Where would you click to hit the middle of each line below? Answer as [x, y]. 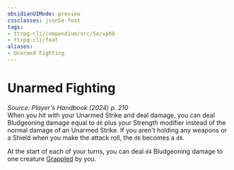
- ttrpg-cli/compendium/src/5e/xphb [61, 34]
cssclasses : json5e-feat [44, 20]
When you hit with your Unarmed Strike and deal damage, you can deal [111, 115]
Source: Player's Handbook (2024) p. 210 [68, 107]
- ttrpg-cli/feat [33, 40]
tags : [15, 27]
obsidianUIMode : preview [44, 14]
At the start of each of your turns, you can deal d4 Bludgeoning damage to [115, 151]
